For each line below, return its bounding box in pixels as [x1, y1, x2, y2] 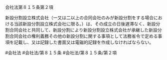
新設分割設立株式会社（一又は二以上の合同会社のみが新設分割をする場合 [5, 15, 154, 21]
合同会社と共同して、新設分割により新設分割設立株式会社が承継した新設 [9, 27, 158, 33]
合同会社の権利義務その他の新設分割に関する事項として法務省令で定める [9, 33, 158, 39]
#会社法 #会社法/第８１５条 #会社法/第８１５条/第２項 [5, 50, 117, 56]
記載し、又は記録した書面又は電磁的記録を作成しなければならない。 [13, 39, 154, 45]
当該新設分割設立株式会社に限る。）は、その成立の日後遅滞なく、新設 [13, 21, 156, 27]
